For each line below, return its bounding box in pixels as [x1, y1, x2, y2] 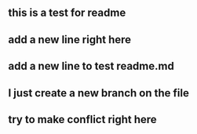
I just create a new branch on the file [8, 86, 190, 100]
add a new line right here [8, 33, 132, 46]
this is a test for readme [8, 6, 126, 20]
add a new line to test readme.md [8, 60, 174, 73]
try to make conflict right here [8, 113, 157, 126]
